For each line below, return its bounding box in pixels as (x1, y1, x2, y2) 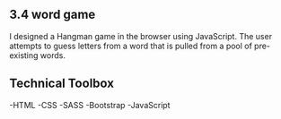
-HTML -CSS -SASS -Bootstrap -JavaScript (9, 99, 171, 110)
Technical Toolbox (9, 76, 115, 91)
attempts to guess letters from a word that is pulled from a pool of (9, 40, 253, 51)
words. (40, 49, 66, 61)
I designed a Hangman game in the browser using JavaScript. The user (9, 30, 272, 41)
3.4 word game (9, 7, 96, 22)
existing (9, 49, 39, 61)
